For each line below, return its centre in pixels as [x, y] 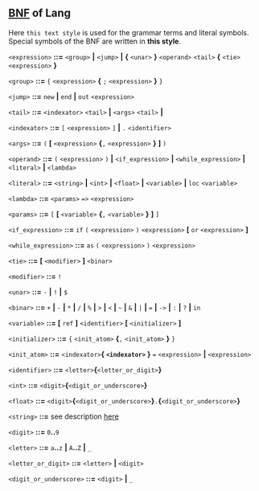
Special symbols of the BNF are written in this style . [95, 41]
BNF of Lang [39, 13]
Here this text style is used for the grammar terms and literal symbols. [129, 32]
